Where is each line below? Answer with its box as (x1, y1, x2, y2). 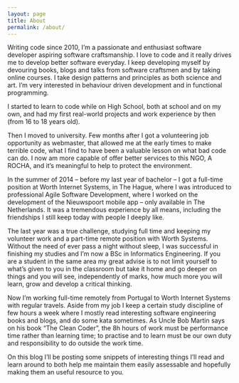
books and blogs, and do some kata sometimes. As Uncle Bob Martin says (7, 316, 225, 325)
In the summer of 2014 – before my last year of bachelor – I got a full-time (7, 175, 223, 184)
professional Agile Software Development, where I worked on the (7, 190, 198, 199)
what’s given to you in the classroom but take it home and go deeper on (7, 265, 217, 273)
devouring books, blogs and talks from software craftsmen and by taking (7, 65, 221, 75)
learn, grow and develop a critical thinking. (7, 280, 132, 288)
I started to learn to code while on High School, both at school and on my (7, 103, 222, 111)
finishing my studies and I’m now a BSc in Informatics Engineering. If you (7, 250, 221, 258)
